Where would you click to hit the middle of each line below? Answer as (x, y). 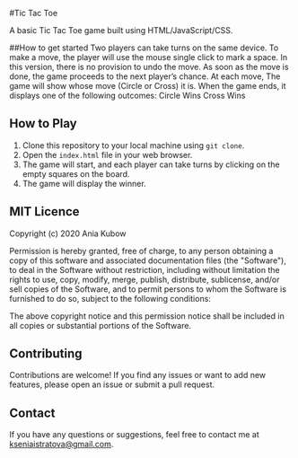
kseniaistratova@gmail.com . (61, 445)
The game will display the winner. (84, 183)
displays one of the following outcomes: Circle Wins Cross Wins (127, 95)
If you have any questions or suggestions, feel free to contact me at (134, 435)
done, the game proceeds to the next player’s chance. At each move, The (145, 76)
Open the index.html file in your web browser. (107, 154)
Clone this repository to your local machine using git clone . (133, 145)
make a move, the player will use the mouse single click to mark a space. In (149, 57)
